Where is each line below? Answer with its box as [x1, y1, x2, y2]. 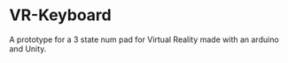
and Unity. [9, 43, 47, 53]
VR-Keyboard [9, 5, 113, 25]
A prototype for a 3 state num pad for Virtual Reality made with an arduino [9, 34, 279, 45]
